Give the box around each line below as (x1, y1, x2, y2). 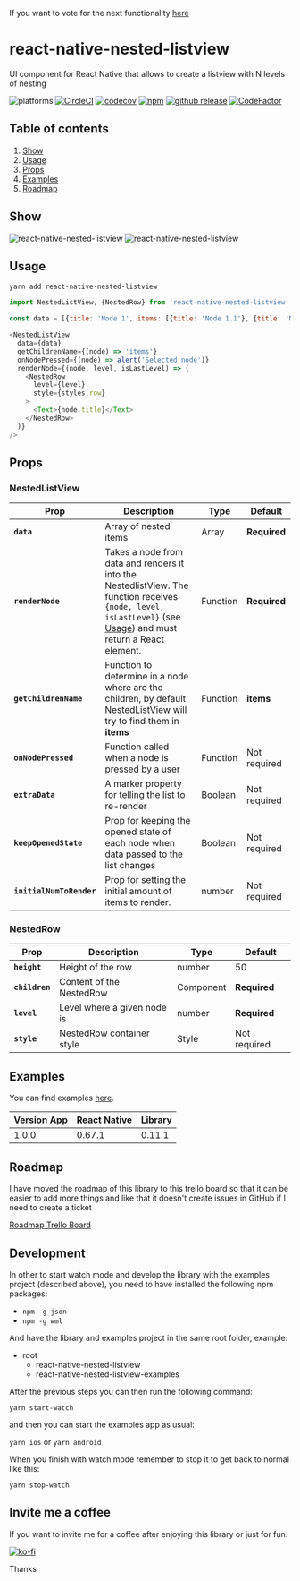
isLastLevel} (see (104, 611, 181, 623)
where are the (104, 681, 163, 694)
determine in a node (104, 671, 189, 683)
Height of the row (59, 961, 132, 974)
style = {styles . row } (32, 389, 105, 397)
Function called (104, 740, 170, 753)
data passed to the (104, 848, 183, 860)
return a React (104, 633, 165, 645)
